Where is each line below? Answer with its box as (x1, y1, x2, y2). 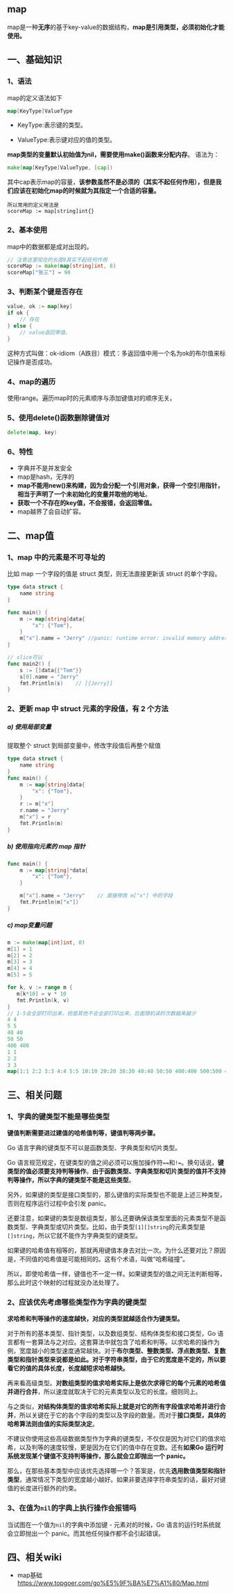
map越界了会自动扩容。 (17, 507, 85, 516)
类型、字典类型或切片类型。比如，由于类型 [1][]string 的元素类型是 (12, 1222, 206, 1231)
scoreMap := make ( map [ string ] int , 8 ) (7, 262, 116, 270)
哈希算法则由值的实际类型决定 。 (7, 1420, 98, 1428)
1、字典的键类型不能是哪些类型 (7, 1111, 110, 1121)
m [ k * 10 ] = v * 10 (16, 990, 67, 997)
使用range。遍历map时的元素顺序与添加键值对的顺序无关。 (7, 394, 176, 402)
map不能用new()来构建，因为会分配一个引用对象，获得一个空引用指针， (17, 481, 224, 490)
